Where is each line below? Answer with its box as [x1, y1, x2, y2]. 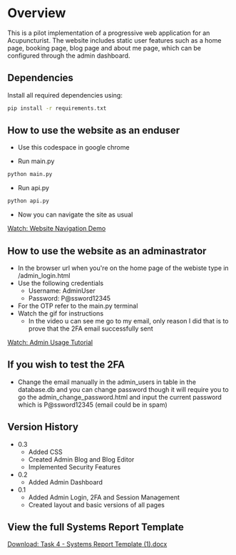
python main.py [7, 171, 53, 178]
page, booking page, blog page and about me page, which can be [7, 43, 202, 52]
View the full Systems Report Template [7, 522, 184, 534]
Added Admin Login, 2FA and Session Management [28, 493, 180, 502]
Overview [7, 5, 66, 21]
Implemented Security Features [28, 462, 121, 471]
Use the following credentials [17, 279, 104, 287]
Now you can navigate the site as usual [17, 210, 133, 219]
